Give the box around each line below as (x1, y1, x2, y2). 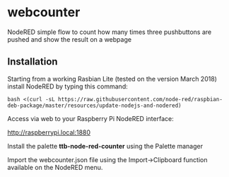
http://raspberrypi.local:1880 (7, 128, 90, 137)
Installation (7, 56, 58, 68)
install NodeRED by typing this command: (7, 82, 129, 91)
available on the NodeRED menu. (7, 163, 103, 171)
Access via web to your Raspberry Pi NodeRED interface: (7, 114, 175, 122)
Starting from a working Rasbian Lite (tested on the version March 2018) (7, 74, 218, 83)
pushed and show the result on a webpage (7, 35, 132, 43)
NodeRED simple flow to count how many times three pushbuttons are (7, 28, 212, 36)
